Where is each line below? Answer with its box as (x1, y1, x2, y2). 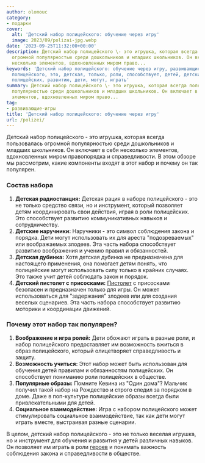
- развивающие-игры (6, 105, 56, 112)
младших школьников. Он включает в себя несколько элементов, (6, 146, 179, 154)
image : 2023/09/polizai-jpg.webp (12, 37, 97, 43)
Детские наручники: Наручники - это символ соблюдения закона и (15, 227, 195, 235)
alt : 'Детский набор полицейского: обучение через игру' (12, 32, 160, 38)
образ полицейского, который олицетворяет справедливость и (15, 347, 181, 354)
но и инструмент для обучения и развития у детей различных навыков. (6, 437, 193, 444)
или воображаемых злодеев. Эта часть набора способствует (15, 240, 176, 248)
